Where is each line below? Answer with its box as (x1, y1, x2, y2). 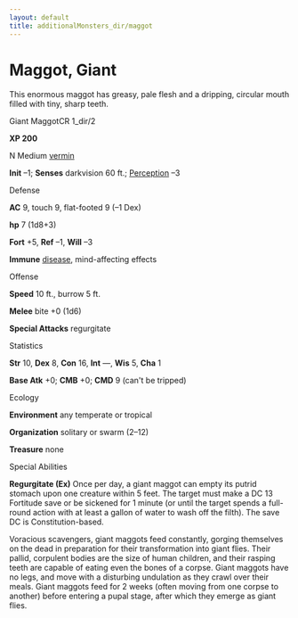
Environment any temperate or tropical (9, 409, 153, 420)
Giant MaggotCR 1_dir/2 (9, 116, 96, 127)
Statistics (9, 341, 44, 351)
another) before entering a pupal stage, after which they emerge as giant (9, 590, 277, 602)
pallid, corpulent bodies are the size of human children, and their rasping (9, 553, 276, 564)
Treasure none (9, 444, 64, 455)
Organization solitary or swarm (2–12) (9, 427, 149, 438)
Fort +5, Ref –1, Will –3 (9, 237, 93, 248)
